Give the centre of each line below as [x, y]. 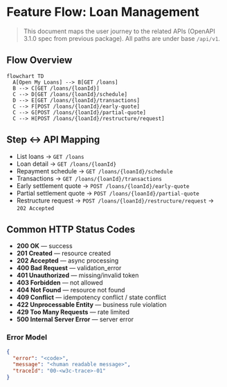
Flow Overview [39, 60]
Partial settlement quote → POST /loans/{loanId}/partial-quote [108, 193]
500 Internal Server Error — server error [75, 319]
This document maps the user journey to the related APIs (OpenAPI [119, 31]
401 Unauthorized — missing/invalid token [78, 275]
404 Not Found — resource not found [71, 290]
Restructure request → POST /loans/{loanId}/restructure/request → [115, 200]
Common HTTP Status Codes [71, 229]
